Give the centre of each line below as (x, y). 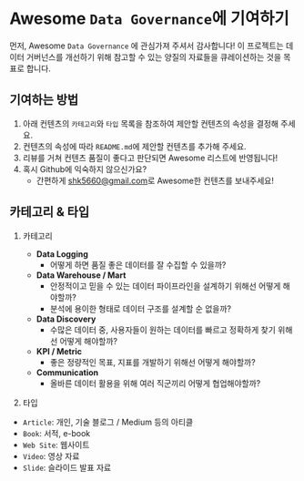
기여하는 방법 (44, 100)
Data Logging (62, 254)
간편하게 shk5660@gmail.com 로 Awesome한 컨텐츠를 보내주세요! (155, 180)
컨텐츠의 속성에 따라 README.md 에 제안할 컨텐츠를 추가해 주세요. (135, 146)
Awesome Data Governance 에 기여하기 (149, 19)
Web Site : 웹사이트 (56, 445)
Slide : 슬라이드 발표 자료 (67, 467)
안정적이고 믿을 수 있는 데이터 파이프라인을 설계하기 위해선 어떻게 (165, 286)
